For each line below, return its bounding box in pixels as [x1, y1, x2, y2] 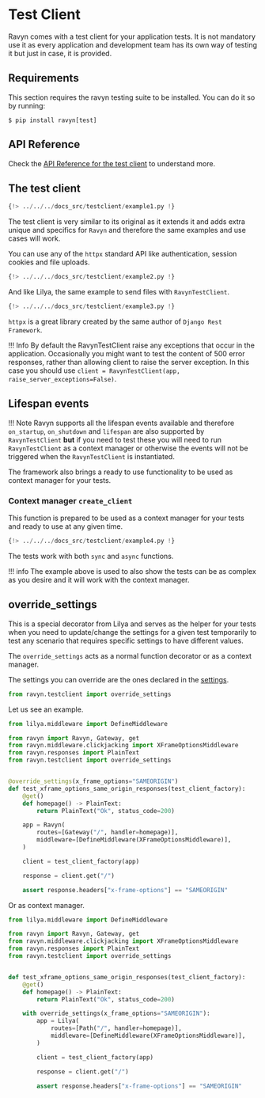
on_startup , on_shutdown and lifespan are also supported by [8, 426, 205, 436]
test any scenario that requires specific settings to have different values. [8, 636, 244, 645]
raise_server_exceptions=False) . [8, 374, 117, 383]
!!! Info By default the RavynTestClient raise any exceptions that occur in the [8, 340, 256, 350]
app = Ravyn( [22, 821, 66, 829]
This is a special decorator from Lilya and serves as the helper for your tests [8, 619, 257, 629]
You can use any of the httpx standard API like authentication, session [8, 249, 237, 259]
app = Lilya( [36, 1017, 80, 1025]
